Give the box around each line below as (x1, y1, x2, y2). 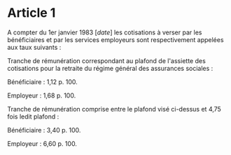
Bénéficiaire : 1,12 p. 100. (7, 77, 78, 86)
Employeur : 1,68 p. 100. (7, 91, 76, 100)
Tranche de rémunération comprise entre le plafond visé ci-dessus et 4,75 (7, 105, 222, 113)
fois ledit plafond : (7, 112, 59, 121)
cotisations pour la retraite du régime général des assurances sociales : (7, 64, 213, 72)
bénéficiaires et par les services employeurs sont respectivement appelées (7, 35, 224, 43)
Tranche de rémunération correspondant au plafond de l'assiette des (7, 56, 206, 65)
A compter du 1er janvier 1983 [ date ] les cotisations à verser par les (7, 28, 202, 36)
